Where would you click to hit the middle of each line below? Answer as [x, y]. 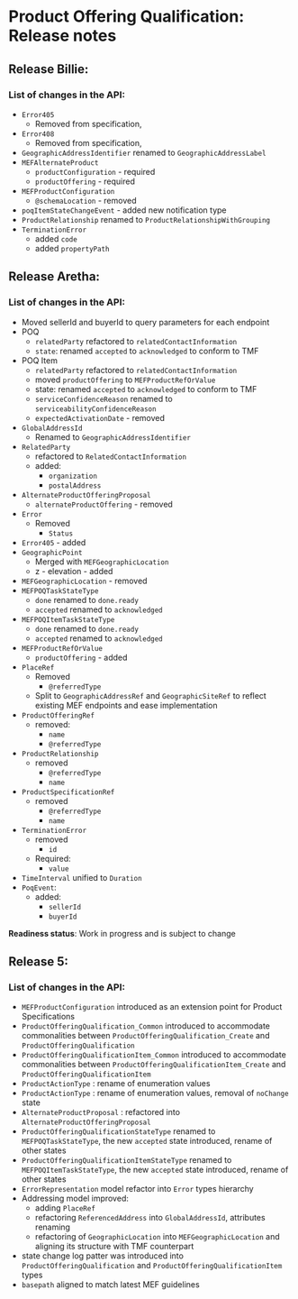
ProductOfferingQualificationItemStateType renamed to [126, 1160]
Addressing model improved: [75, 1198]
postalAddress [75, 485]
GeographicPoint [52, 553]
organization [73, 476]
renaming [53, 1227]
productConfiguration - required [95, 171]
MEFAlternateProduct [60, 163]
